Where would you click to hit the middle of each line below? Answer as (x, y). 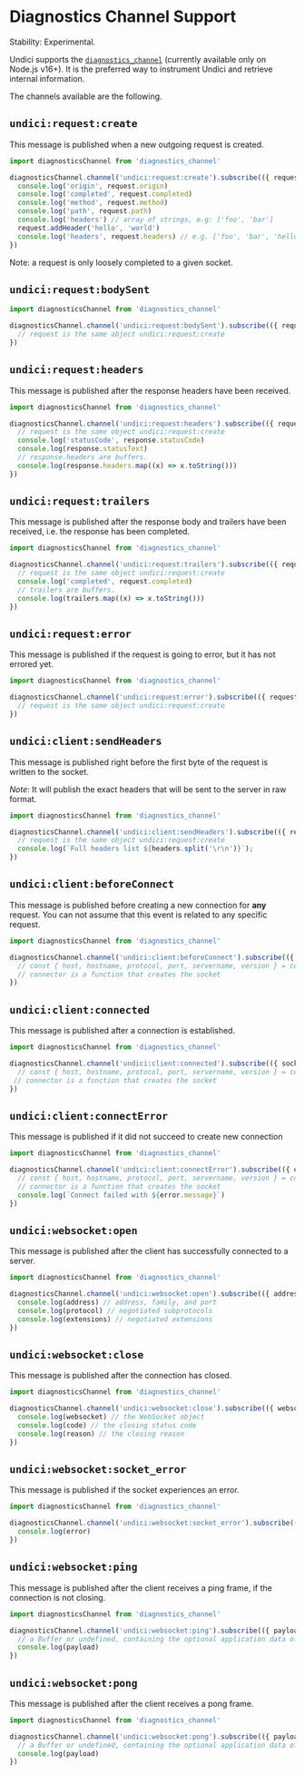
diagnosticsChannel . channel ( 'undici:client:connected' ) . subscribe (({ (144, 1064)
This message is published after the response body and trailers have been (148, 522)
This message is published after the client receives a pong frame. (132, 1703)
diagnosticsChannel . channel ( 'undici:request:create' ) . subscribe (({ (140, 177)
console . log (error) (54, 1532)
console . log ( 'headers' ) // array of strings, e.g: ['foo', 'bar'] (146, 220)
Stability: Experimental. (53, 42)
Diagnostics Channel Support (123, 17)
